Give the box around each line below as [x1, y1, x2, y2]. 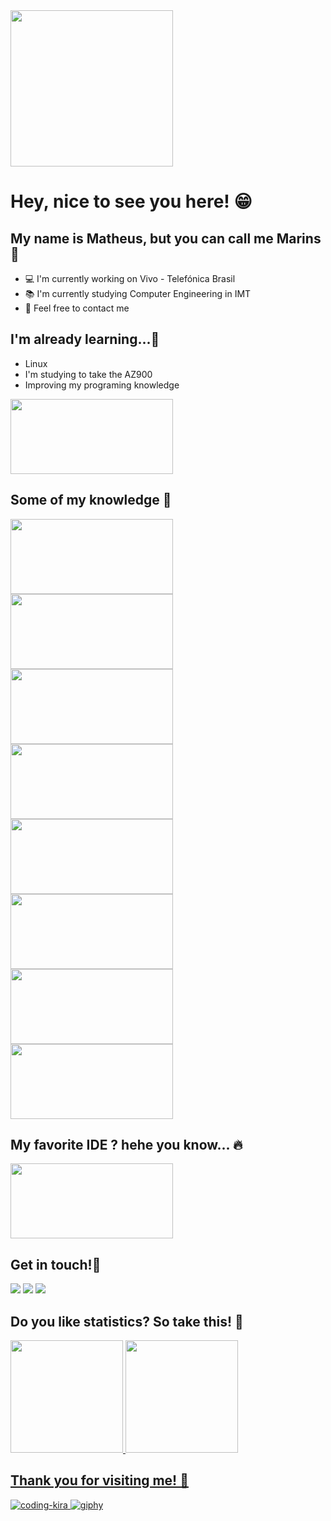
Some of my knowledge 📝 [10, 492, 172, 509]
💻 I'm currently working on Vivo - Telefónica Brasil [24, 273, 236, 284]
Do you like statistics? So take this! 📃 [10, 1313, 244, 1330]
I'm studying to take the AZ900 [24, 368, 153, 380]
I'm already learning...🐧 [10, 331, 160, 348]
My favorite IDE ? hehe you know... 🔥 [10, 1137, 243, 1154]
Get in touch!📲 [10, 1256, 102, 1273]
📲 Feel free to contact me [24, 302, 130, 314]
